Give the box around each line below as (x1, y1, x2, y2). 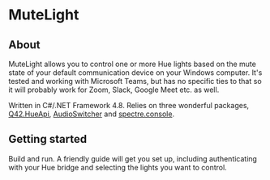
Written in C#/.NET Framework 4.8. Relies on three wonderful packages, (8, 101, 250, 110)
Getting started (8, 132, 88, 146)
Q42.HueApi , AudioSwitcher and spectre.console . (8, 109, 175, 119)
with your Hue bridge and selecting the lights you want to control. (8, 162, 227, 172)
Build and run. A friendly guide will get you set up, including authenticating (8, 153, 258, 163)
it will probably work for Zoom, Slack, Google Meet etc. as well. (8, 85, 220, 94)
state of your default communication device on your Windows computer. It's (8, 68, 263, 77)
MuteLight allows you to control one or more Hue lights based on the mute (8, 59, 257, 69)
